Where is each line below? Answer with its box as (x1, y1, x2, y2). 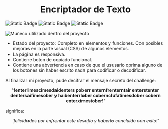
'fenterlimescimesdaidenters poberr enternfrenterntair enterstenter (12, 87, 159, 93)
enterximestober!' (66, 98, 105, 104)
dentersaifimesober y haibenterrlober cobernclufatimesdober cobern (10, 92, 161, 98)
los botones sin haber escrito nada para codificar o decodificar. (12, 67, 146, 73)
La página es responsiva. (12, 51, 65, 57)
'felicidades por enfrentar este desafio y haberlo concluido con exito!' (12, 117, 159, 123)
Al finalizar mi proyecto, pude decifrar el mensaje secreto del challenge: (5, 77, 156, 83)
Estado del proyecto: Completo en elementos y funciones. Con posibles (12, 40, 163, 46)
